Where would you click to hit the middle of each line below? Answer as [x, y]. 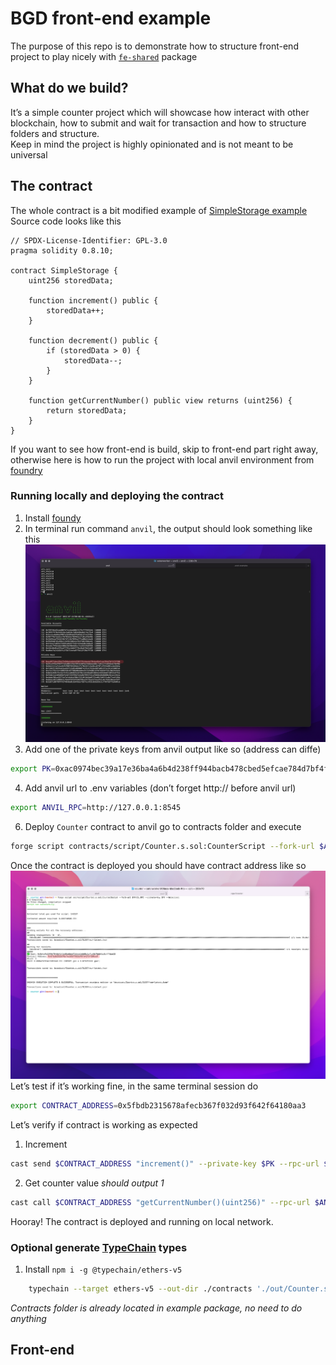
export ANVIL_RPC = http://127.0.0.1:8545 [96, 807]
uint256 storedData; [71, 280]
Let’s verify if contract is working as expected [104, 1124]
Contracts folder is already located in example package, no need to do [156, 1308]
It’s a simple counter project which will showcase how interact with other [160, 112]
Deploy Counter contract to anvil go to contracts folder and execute [163, 826]
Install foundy [53, 518]
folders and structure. [55, 133]
